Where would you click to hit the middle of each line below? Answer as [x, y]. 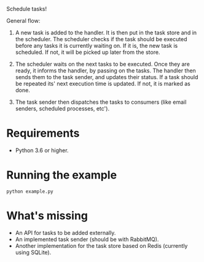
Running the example [62, 175]
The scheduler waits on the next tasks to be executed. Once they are [103, 64]
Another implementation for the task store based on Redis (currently [101, 245]
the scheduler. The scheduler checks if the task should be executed [101, 39]
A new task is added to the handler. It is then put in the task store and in [106, 33]
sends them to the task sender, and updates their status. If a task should [107, 77]
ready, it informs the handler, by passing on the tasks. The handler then [106, 71]
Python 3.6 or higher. [42, 150]
